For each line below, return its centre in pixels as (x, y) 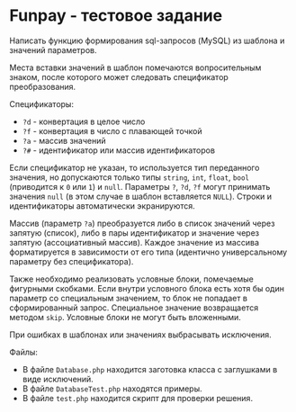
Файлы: (24, 352)
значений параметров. (53, 49)
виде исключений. (58, 379)
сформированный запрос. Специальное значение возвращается (134, 308)
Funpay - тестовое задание (116, 16)
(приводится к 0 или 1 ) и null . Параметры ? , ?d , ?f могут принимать (140, 186)
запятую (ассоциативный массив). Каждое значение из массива (134, 242)
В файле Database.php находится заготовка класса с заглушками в (150, 369)
